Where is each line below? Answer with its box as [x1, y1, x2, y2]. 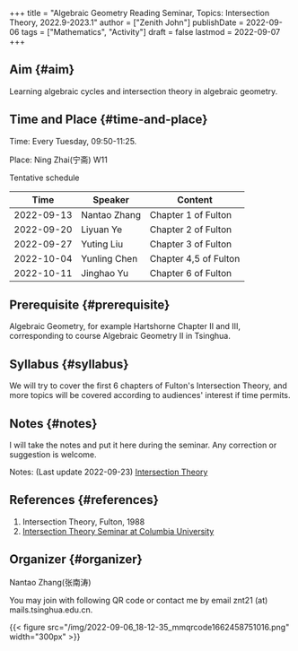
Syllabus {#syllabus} [9, 356, 129, 371]
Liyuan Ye [80, 223, 123, 236]
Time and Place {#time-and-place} [9, 112, 208, 127]
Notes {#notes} [9, 416, 98, 431]
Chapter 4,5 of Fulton [149, 252, 241, 265]
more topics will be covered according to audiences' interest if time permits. [9, 390, 291, 401]
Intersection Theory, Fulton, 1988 [22, 516, 145, 527]
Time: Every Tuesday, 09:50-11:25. [9, 135, 137, 146]
